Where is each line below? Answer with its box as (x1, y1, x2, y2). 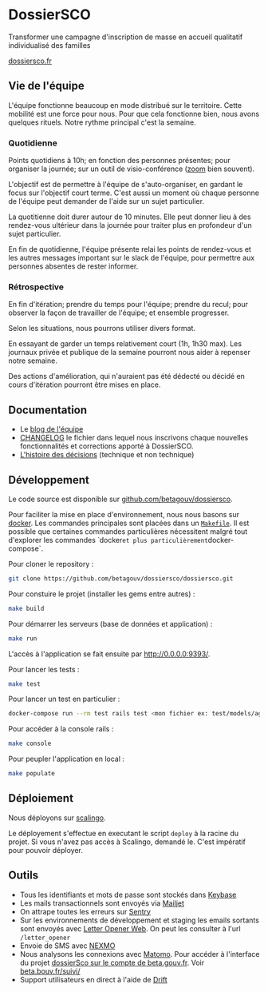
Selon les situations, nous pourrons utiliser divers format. (8, 324, 196, 333)
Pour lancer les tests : (8, 664, 80, 674)
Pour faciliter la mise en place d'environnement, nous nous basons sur (8, 509, 240, 519)
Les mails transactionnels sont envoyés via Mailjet (19, 898, 185, 908)
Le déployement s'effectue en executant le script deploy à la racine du (8, 828, 239, 838)
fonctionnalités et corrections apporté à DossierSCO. (19, 441, 194, 451)
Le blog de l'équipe (19, 424, 84, 434)
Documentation (8, 403, 88, 416)
